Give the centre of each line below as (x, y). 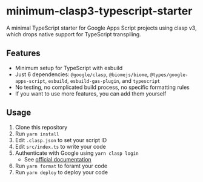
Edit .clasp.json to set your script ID (61, 140)
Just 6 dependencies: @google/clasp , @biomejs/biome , (82, 74)
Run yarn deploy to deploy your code (61, 172)
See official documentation (58, 159)
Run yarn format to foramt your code (61, 166)
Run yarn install (37, 134)
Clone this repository (41, 127)
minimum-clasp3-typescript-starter (99, 11)
